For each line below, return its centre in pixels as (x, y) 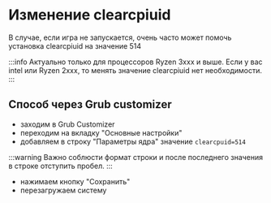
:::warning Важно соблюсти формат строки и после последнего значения (136, 157)
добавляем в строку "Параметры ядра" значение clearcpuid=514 (133, 141)
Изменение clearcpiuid (90, 15)
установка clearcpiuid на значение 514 (75, 45)
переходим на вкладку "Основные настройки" (101, 132)
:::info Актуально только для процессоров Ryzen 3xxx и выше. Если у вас (135, 62)
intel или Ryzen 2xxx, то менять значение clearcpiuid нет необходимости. (135, 70)
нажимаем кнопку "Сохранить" (75, 181)
